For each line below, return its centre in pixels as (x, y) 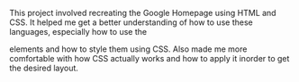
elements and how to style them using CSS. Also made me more (128, 49)
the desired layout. (44, 68)
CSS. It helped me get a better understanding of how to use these (131, 22)
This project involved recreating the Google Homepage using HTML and (143, 13)
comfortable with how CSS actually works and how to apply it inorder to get (149, 58)
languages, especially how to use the (78, 32)
